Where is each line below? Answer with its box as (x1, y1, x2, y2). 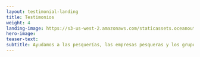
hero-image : (6, 31, 36, 37)
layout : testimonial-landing (6, 8, 79, 15)
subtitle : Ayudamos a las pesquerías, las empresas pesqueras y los (6, 42, 180, 48)
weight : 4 (6, 20, 31, 26)
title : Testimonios (6, 14, 55, 20)
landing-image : (6, 25, 44, 31)
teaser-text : (6, 36, 39, 42)
